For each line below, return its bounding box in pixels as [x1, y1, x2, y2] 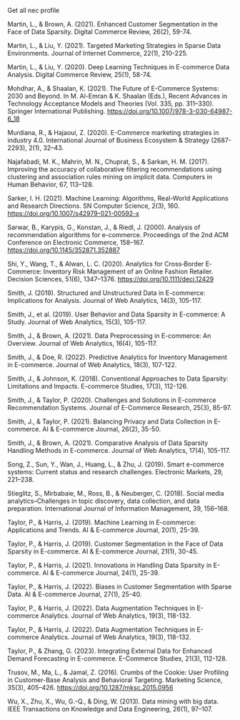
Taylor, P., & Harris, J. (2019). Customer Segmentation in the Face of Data [7, 539, 224, 548]
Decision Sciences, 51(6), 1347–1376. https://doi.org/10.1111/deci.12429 [7, 275, 214, 283]
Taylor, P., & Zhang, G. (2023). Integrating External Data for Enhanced [7, 646, 212, 655]
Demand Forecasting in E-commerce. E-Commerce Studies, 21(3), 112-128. [7, 654, 228, 663]
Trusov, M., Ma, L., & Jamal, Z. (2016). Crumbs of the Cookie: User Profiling [7, 668, 229, 676]
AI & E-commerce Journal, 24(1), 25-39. [42, 569, 160, 577]
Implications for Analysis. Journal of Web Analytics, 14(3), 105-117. [7, 296, 202, 304]
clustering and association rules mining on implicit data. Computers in [7, 173, 213, 181]
